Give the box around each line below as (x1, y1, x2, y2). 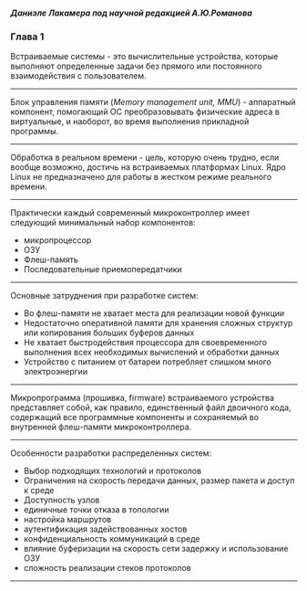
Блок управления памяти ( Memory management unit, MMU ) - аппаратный (10, 97, 296, 108)
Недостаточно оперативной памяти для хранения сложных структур (23, 318, 293, 329)
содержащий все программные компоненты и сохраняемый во (10, 412, 259, 423)
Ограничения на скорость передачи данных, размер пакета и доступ (23, 475, 295, 486)
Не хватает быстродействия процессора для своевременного (23, 337, 268, 348)
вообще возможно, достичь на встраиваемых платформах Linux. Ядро (10, 162, 286, 173)
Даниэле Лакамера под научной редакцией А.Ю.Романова (10, 7, 253, 18)
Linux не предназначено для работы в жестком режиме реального (10, 172, 272, 183)
